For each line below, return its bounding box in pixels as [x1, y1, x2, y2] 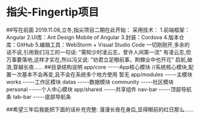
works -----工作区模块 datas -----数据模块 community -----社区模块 [6, 78, 174, 85]
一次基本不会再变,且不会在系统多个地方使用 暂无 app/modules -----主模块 [11, 71, 193, 78]
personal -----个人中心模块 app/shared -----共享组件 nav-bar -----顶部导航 [6, 86, 192, 93]
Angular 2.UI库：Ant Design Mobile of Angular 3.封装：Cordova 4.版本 [6, 33, 179, 40]
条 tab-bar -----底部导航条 [6, 93, 72, 100]
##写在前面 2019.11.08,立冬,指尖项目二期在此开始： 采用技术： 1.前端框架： [6, 26, 190, 33]
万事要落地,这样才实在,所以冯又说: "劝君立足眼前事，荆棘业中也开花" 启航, [6, 56, 188, 63]
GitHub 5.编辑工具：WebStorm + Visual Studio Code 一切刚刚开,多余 [16, 41, 185, 48]
